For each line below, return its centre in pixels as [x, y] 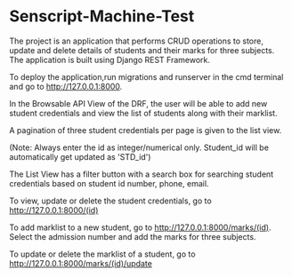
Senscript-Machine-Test [102, 16]
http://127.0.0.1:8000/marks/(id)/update [81, 263]
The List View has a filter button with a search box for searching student [142, 174]
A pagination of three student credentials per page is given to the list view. [146, 130]
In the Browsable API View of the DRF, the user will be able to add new [138, 103]
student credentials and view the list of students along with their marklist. [143, 113]
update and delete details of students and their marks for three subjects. [142, 50]
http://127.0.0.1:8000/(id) [54, 210]
